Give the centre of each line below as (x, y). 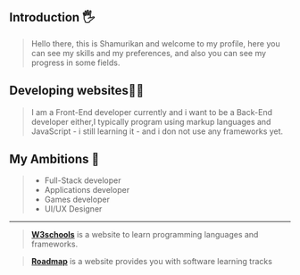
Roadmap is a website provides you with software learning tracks (151, 262)
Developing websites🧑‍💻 (77, 91)
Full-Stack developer (83, 180)
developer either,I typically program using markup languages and (151, 121)
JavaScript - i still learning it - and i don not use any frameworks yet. (157, 131)
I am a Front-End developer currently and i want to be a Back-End (151, 112)
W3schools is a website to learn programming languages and (145, 235)
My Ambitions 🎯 (54, 159)
